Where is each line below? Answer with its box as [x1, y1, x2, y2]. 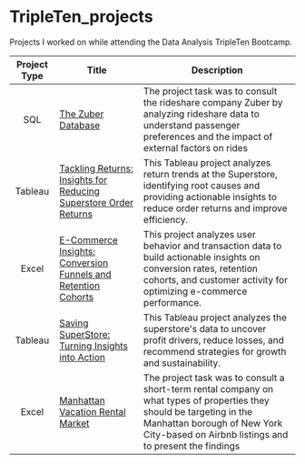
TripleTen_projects [9, 6, 153, 27]
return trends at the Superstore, [143, 167, 279, 180]
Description [191, 64, 243, 76]
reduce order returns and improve [143, 202, 288, 215]
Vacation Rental [58, 405, 126, 418]
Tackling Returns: [58, 162, 133, 175]
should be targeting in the [143, 405, 252, 418]
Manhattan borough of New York [143, 417, 283, 429]
